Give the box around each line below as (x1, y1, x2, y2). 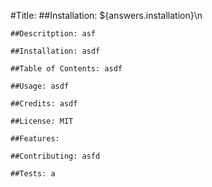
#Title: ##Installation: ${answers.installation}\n (10, 10, 203, 21)
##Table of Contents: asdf (10, 64, 123, 74)
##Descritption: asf (10, 29, 97, 39)
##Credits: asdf (10, 99, 78, 109)
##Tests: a (10, 169, 56, 179)
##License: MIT (10, 116, 74, 126)
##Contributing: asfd (10, 151, 101, 161)
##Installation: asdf (10, 46, 101, 56)
